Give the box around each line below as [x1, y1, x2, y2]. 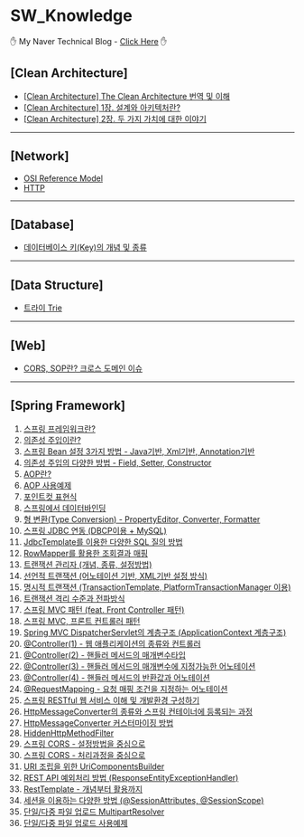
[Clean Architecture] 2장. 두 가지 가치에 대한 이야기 [23, 113, 207, 124]
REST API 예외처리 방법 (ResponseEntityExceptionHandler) [23, 772, 239, 783]
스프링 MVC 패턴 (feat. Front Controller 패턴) [23, 604, 185, 615]
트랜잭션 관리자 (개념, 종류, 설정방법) [23, 558, 152, 570]
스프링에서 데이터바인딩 [23, 502, 106, 513]
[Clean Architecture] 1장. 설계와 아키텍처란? [23, 101, 181, 113]
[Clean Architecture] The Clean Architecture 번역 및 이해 [23, 90, 231, 101]
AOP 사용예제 [23, 480, 72, 490]
